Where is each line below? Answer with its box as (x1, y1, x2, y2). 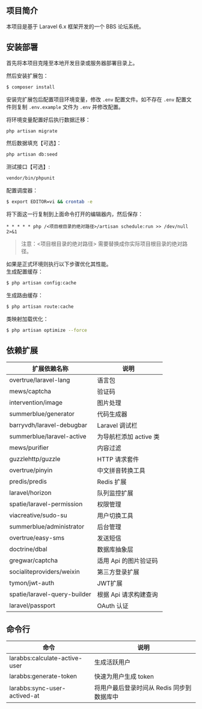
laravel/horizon (9, 489, 52, 497)
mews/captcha (9, 387, 52, 396)
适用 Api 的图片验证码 (97, 557, 158, 565)
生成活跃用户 (94, 658, 131, 666)
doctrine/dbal (9, 545, 47, 553)
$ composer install (6, 84, 55, 90)
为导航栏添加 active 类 (97, 432, 160, 441)
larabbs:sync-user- (9, 684, 66, 693)
